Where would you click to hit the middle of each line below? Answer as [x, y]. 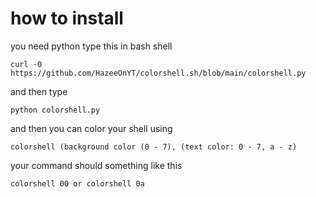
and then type [39, 91]
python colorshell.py [55, 110]
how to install [67, 18]
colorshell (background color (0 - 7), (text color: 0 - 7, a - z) [154, 147]
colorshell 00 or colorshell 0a [77, 183]
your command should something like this [96, 165]
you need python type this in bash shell [91, 46]
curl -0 [26, 64]
